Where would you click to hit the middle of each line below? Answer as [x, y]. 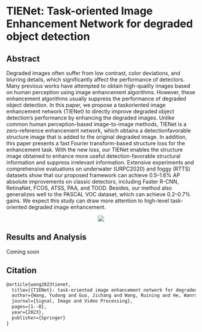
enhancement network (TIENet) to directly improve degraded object [90, 111]
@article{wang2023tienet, [38, 284]
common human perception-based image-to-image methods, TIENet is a [96, 124]
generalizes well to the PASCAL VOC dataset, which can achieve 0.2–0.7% [98, 194]
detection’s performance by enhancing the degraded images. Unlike [90, 118]
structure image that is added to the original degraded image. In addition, [97, 137]
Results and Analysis [47, 237]
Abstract [23, 59]
